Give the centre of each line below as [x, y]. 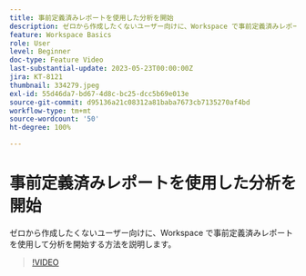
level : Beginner [40, 52]
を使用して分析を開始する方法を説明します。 [93, 244]
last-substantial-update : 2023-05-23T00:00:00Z [102, 69]
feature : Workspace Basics [61, 34]
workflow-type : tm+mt [51, 111]
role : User [30, 43]
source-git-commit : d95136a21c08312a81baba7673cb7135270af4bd [130, 102]
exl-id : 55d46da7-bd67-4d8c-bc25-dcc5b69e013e [99, 94]
